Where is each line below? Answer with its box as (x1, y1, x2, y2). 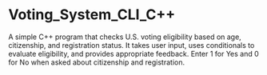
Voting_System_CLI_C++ (8, 6, 176, 24)
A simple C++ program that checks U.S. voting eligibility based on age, (8, 32, 241, 41)
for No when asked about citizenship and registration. (8, 57, 185, 67)
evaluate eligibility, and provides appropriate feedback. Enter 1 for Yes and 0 (8, 49, 260, 58)
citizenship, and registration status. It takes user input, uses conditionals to (8, 40, 255, 49)
